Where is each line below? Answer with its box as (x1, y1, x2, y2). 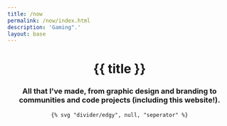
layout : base (7, 30, 46, 38)
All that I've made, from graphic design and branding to (22, 86, 217, 96)
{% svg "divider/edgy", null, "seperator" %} (51, 111, 189, 118)
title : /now (7, 10, 43, 18)
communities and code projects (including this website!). (19, 95, 221, 105)
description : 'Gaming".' (7, 23, 81, 31)
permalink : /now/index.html (7, 17, 91, 24)
